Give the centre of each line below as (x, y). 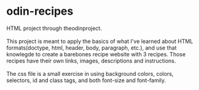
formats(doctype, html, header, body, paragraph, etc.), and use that (92, 48)
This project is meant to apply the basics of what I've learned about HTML (100, 41)
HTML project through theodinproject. (54, 28)
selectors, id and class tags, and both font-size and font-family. (86, 80)
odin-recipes (40, 11)
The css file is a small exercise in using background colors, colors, (90, 73)
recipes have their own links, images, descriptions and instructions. (91, 61)
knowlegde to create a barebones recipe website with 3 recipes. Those (96, 54)
